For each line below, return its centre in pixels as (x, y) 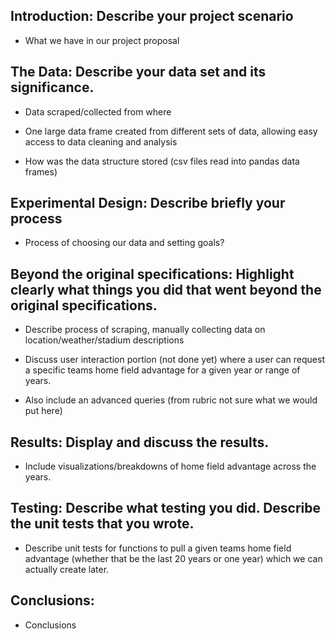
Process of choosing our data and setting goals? (124, 243)
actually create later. (67, 569)
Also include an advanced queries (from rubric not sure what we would (171, 400)
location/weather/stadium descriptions (104, 340)
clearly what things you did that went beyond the (166, 289)
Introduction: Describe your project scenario (152, 16)
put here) (43, 411)
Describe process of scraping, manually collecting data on (145, 330)
